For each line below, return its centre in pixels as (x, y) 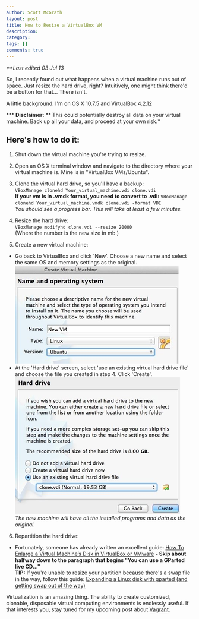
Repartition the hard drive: (47, 536)
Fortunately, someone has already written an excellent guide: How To (99, 547)
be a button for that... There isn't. (47, 91)
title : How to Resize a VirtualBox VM (54, 25)
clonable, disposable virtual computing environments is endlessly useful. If (97, 603)
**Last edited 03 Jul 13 (35, 68)
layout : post (22, 19)
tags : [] (17, 44)
